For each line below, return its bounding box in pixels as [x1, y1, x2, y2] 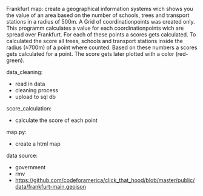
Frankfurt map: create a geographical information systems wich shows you [6, 5, 193, 12]
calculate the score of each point [15, 117, 98, 124]
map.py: [6, 129, 27, 135]
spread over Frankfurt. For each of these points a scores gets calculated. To [6, 31, 196, 38]
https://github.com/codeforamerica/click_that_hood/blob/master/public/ [15, 177, 195, 184]
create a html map [15, 140, 61, 147]
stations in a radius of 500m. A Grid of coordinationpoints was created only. [6, 18, 195, 25]
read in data [15, 80, 45, 87]
